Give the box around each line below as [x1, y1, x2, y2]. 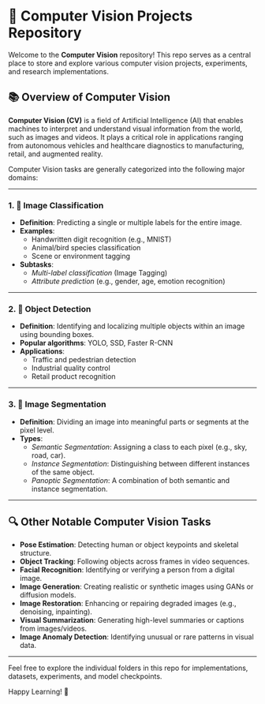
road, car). [31, 450, 65, 460]
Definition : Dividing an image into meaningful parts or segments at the [19, 417, 249, 426]
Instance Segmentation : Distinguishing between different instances [31, 459, 250, 468]
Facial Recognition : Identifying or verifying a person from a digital [19, 565, 235, 575]
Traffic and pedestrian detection [31, 355, 136, 365]
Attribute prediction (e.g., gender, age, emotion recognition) [31, 276, 226, 286]
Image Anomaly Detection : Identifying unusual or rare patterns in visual [19, 632, 254, 642]
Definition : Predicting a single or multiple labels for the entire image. [19, 218, 242, 227]
